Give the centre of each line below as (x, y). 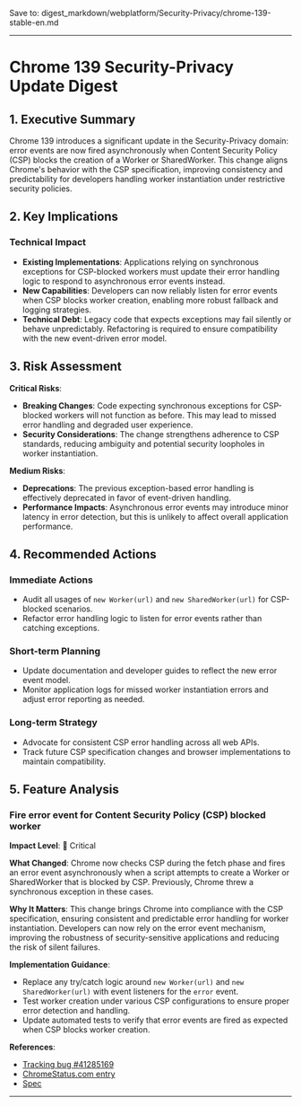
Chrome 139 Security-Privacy (122, 67)
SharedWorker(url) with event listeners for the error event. (130, 992)
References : (32, 1047)
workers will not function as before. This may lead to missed (165, 415)
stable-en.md (34, 22)
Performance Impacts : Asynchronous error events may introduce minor (155, 507)
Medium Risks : (37, 470)
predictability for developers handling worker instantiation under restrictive (147, 179)
